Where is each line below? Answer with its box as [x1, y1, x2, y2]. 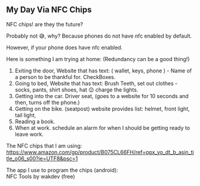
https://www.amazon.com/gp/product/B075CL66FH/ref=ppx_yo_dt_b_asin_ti [6, 148, 194, 155]
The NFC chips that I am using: [6, 142, 82, 149]
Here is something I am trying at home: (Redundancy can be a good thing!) [6, 55, 190, 62]
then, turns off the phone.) [14, 99, 80, 106]
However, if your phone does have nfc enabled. [6, 44, 123, 51]
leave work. [14, 130, 44, 138]
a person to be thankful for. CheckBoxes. [14, 73, 116, 80]
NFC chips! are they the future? [6, 20, 84, 28]
